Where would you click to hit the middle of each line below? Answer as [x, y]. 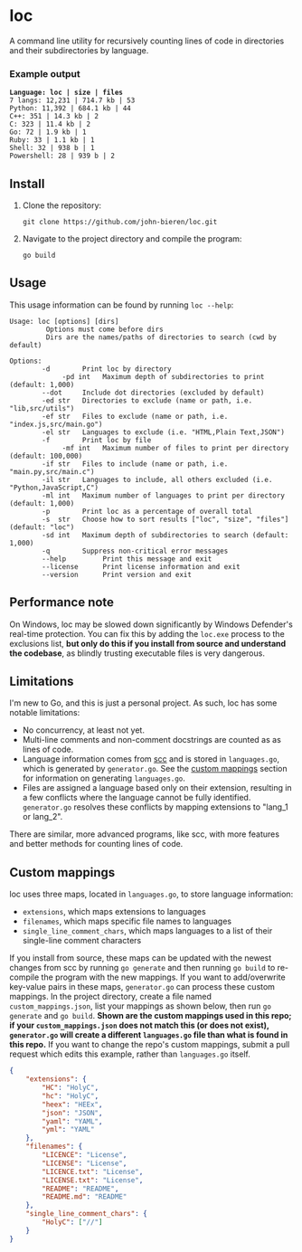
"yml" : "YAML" [68, 1130]
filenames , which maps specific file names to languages [127, 921]
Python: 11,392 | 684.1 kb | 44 [70, 109]
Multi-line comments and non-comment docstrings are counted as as [152, 740]
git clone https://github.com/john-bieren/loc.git [120, 223]
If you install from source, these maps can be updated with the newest [141, 958]
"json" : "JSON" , [72, 1113]
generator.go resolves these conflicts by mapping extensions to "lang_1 [156, 807]
